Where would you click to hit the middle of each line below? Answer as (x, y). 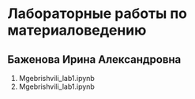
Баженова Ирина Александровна (94, 59)
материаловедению (77, 30)
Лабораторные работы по (97, 14)
